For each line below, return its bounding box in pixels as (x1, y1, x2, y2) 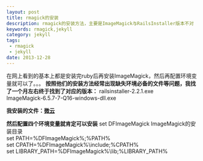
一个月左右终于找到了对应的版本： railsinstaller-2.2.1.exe (11, 87, 154, 95)
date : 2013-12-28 (6, 54, 51, 61)
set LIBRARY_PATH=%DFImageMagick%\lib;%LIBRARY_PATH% (6, 148, 168, 155)
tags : (6, 37, 20, 43)
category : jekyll (6, 32, 51, 38)
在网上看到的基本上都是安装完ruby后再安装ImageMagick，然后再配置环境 (6, 72, 192, 80)
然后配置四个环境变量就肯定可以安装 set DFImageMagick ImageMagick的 (6, 120, 191, 127)
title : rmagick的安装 (6, 15, 59, 21)
